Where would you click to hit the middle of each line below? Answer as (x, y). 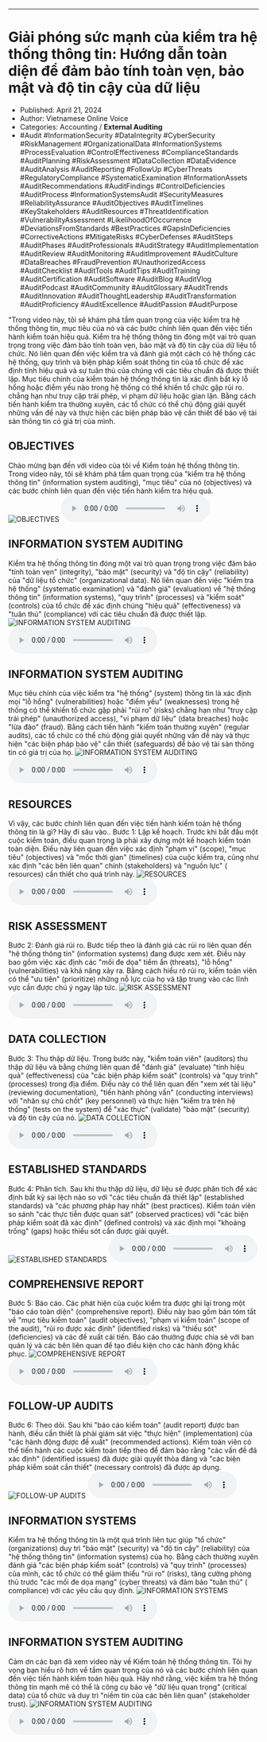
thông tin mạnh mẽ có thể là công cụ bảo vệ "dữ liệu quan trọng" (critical (128, 1686)
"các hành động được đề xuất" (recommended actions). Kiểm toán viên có (130, 1442)
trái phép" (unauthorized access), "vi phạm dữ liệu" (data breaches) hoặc (128, 719)
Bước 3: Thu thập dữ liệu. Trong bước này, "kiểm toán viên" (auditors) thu (128, 1058)
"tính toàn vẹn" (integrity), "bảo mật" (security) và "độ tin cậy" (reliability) (128, 572)
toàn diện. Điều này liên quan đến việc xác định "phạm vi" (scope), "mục (127, 849)
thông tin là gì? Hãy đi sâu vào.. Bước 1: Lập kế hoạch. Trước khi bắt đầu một (133, 832)
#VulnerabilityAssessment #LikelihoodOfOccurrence (106, 220)
